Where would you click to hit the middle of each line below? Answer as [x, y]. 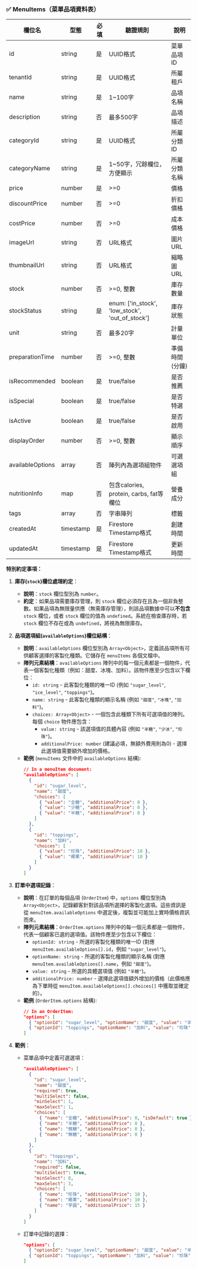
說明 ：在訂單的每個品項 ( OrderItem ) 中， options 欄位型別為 [95, 897]
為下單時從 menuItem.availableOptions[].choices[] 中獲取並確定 [111, 985]
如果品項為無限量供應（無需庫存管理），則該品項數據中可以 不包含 [112, 608]
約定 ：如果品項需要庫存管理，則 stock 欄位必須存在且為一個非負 [101, 601]
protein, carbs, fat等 [136, 494]
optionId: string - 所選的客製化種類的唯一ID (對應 [94, 941]
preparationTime [32, 357]
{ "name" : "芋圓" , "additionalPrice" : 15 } [92, 1206]
